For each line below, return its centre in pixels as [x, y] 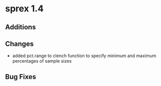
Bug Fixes [21, 77]
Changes [19, 43]
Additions [21, 27]
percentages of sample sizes [42, 61]
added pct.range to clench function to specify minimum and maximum [84, 56]
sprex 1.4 [24, 9]
